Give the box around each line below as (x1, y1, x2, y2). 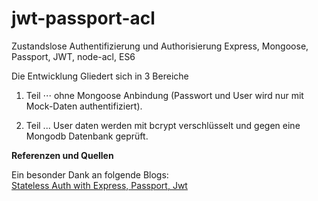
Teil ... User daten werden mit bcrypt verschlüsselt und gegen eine (25, 119, 301, 131)
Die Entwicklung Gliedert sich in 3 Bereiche (11, 70, 189, 82)
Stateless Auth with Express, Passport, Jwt (11, 179, 188, 191)
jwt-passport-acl (11, 7, 156, 30)
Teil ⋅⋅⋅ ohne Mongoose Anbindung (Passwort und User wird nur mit (25, 89, 304, 101)
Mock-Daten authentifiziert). (25, 100, 143, 112)
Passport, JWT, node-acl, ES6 (11, 50, 136, 62)
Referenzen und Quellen (11, 149, 114, 161)
